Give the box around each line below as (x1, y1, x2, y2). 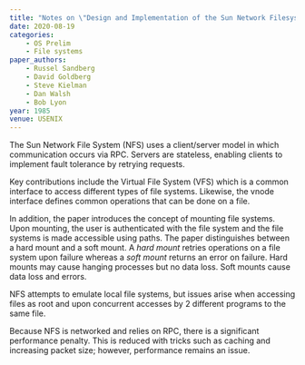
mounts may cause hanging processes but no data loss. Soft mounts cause (9, 261, 290, 272)
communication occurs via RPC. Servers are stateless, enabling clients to (9, 149, 283, 160)
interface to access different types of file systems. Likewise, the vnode (9, 186, 275, 197)
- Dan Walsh (25, 89, 71, 98)
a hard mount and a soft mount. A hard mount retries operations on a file (9, 242, 281, 253)
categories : (9, 30, 54, 39)
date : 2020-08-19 (9, 22, 75, 31)
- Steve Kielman (25, 81, 88, 90)
